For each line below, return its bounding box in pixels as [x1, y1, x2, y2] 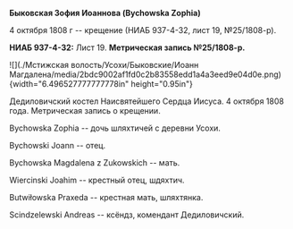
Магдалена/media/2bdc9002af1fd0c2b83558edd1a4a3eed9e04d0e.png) [9, 69, 281, 80]
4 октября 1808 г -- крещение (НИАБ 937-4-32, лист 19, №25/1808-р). [9, 25, 277, 35]
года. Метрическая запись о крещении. [9, 106, 161, 115]
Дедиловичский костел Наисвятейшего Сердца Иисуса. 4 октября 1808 [9, 96, 284, 106]
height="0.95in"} [130, 79, 194, 89]
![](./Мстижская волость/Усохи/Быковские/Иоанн [9, 60, 199, 70]
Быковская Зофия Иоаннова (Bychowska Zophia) [9, 8, 201, 18]
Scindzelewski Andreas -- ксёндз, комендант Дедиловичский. [9, 209, 245, 220]
